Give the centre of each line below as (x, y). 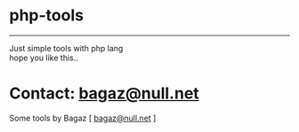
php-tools (47, 16)
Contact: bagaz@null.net (105, 93)
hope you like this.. (44, 58)
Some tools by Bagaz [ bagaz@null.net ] (83, 118)
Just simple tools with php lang (66, 48)
